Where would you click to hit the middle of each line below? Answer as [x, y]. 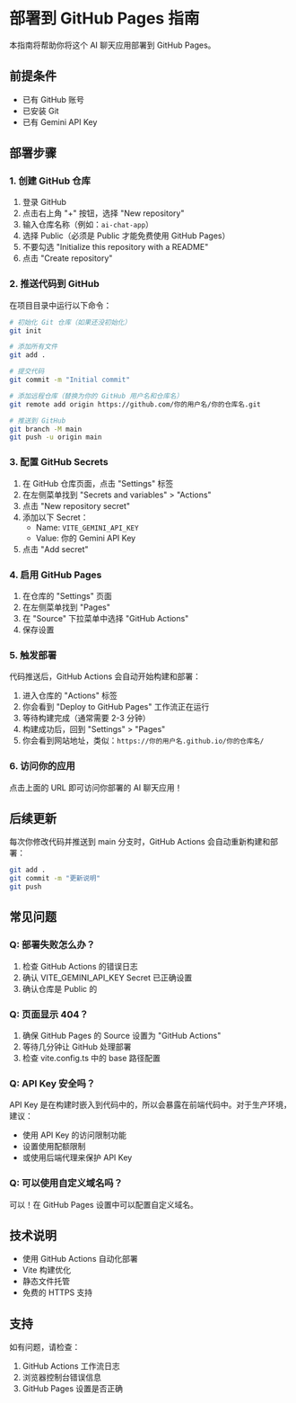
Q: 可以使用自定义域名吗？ [66, 1184]
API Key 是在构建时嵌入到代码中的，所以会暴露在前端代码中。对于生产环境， [150, 1105]
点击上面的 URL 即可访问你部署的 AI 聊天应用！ [96, 787]
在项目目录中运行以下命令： [61, 305]
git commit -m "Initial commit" [70, 380]
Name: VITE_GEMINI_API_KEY [87, 527]
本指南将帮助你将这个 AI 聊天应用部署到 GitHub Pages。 [113, 45]
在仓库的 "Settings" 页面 [67, 595]
